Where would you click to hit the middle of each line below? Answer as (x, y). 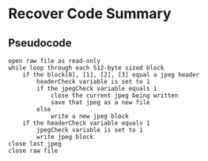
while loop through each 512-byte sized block (86, 68)
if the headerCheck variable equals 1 (86, 123)
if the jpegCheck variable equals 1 (97, 88)
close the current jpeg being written (114, 95)
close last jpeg (35, 144)
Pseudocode (40, 43)
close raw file (33, 151)
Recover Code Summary (90, 14)
